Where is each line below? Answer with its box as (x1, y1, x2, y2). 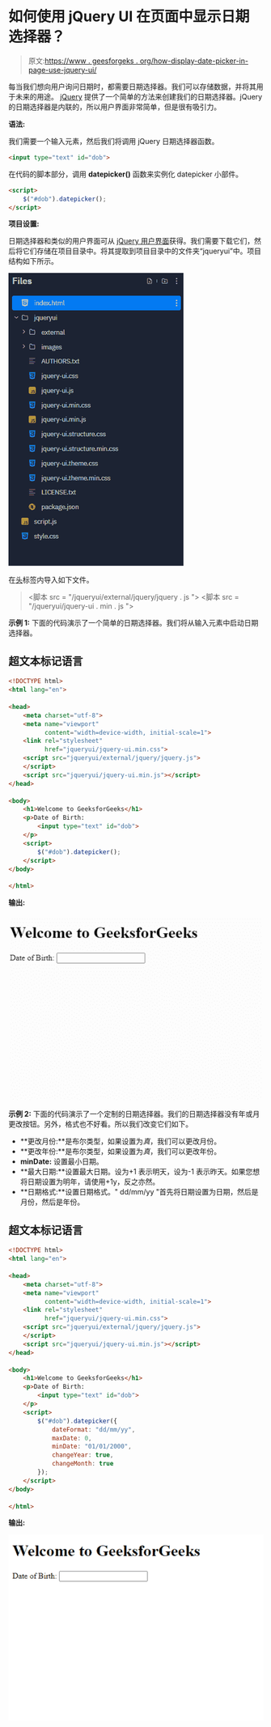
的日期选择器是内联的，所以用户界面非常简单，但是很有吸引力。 (8, 102, 221, 112)
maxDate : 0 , (51, 1434, 92, 1442)
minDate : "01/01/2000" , (51, 1442, 132, 1451)
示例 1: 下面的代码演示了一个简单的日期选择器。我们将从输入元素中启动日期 (8, 618, 259, 628)
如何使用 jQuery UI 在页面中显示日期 (8, 7, 250, 26)
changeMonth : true (51, 1460, 114, 1468)
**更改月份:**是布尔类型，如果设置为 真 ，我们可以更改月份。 (19, 1136, 221, 1146)
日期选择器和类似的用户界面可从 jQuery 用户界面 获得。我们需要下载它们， (8, 236, 255, 246)
